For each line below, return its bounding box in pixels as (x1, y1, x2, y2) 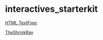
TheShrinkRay (5, 29, 33, 35)
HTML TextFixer (5, 20, 38, 26)
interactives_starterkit (5, 3, 98, 15)
